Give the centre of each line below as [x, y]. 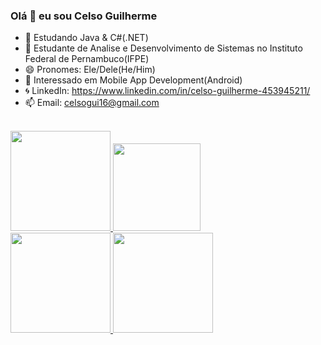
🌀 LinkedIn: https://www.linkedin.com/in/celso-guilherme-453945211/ [167, 91]
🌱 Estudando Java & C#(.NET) [86, 38]
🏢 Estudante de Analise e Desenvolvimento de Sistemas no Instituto [163, 48]
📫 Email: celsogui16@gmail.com [92, 103]
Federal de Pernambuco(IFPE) [87, 59]
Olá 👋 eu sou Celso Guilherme [84, 16]
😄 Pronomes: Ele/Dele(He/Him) [90, 70]
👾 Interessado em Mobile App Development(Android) [133, 80]
